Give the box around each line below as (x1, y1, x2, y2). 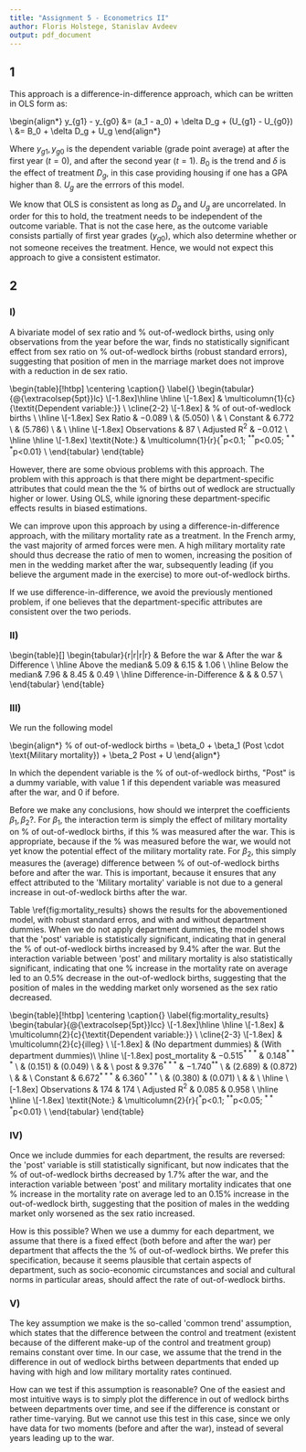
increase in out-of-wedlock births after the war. (9, 886, 188, 897)
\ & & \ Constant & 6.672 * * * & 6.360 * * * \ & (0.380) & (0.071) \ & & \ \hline (9, 1071, 284, 1084)
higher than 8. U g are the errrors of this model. (9, 179, 185, 192)
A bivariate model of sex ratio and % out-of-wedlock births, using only (9, 326, 275, 337)
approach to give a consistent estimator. (9, 251, 162, 262)
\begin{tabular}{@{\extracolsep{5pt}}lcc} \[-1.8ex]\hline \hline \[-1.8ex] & (9, 1019, 285, 1030)
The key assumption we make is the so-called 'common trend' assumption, (9, 1318, 292, 1329)
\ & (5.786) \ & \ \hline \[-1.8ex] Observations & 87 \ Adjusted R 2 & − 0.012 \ (9, 422, 288, 434)
